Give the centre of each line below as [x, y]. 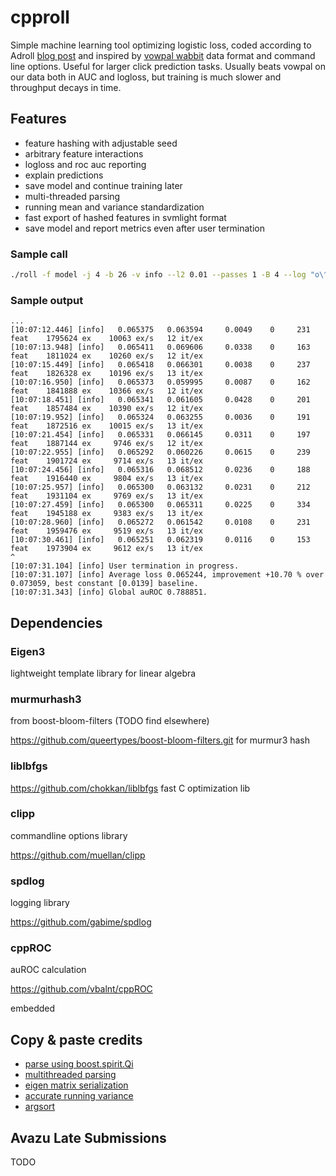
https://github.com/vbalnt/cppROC [81, 989]
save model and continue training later [103, 185]
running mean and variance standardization [114, 207]
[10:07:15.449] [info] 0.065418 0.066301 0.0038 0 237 [160, 365]
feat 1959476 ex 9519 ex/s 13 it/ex [106, 531]
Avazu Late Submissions [88, 1137]
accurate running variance [79, 1096]
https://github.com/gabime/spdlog [81, 922]
